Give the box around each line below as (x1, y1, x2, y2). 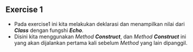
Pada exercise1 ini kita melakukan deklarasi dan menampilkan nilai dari (14, 20, 185, 27)
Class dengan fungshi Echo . (14, 27, 84, 34)
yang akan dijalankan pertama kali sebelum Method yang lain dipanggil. (14, 39, 188, 46)
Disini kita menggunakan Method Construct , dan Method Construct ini (14, 32, 187, 40)
